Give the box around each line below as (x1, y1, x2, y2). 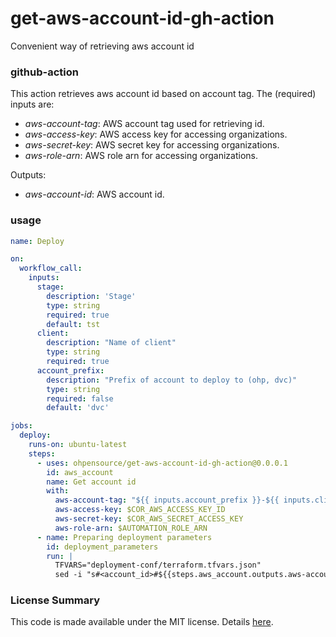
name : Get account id (46, 477, 137, 487)
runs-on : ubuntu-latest (28, 440, 128, 450)
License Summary (10, 593, 101, 607)
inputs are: (10, 98, 55, 111)
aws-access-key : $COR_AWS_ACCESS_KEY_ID (54, 505, 226, 515)
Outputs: (10, 169, 47, 181)
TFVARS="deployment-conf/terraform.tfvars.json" (54, 560, 262, 571)
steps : (28, 448, 56, 459)
